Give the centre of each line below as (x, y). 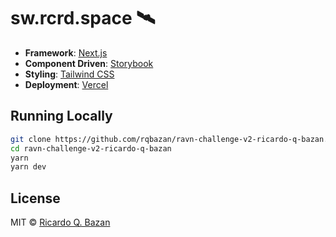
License (35, 198)
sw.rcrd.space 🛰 (83, 18)
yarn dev (28, 167)
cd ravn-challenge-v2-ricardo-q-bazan (91, 148)
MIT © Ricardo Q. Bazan (60, 222)
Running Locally (61, 116)
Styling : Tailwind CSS (69, 74)
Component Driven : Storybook (89, 63)
